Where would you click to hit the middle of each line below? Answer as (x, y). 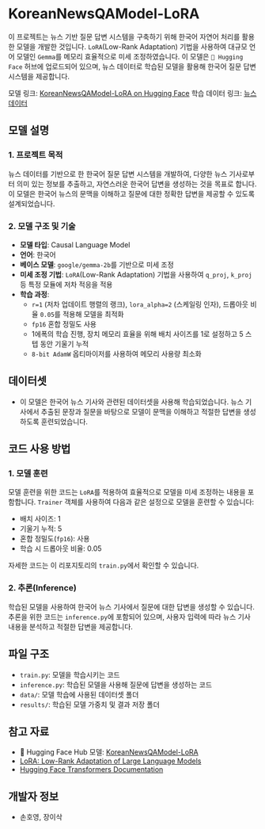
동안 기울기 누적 (64, 344)
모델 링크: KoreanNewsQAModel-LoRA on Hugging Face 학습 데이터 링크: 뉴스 (132, 93)
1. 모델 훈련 (28, 474)
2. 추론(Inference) (42, 588)
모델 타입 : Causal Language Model (75, 244)
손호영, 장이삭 (41, 817)
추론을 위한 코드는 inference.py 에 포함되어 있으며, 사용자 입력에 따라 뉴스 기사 (129, 617)
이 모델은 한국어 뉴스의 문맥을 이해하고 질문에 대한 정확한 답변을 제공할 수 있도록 (132, 193)
